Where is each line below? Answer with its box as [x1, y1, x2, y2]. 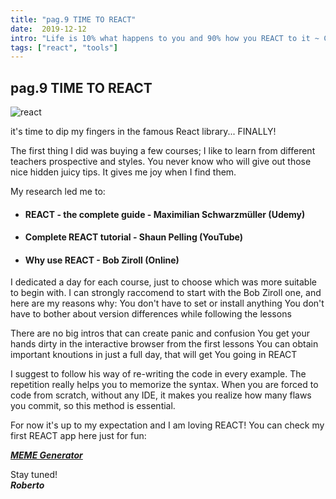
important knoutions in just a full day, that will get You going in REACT [10, 349, 298, 361]
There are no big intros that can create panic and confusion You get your [10, 327, 311, 340]
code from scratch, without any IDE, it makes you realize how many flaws [10, 389, 312, 401]
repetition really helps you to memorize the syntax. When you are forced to [10, 379, 319, 391]
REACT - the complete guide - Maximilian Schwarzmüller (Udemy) [24, 208, 306, 220]
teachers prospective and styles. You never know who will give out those [10, 156, 312, 168]
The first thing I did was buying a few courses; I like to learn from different [10, 145, 316, 157]
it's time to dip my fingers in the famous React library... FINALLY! [10, 126, 277, 138]
